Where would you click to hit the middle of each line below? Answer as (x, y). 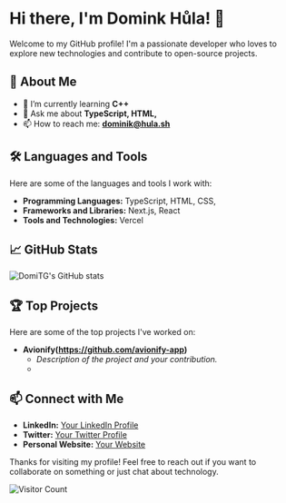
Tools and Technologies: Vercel (83, 220)
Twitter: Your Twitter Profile (74, 434)
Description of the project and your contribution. (127, 360)
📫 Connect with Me (67, 399)
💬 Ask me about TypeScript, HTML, (89, 113)
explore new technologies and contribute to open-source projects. (133, 53)
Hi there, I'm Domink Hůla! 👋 (117, 19)
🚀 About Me (43, 82)
